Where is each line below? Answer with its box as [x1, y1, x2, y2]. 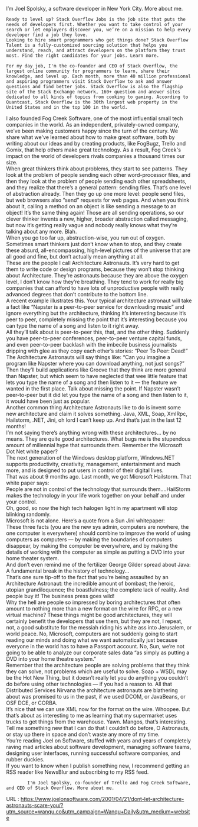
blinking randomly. [6, 511, 51, 518]
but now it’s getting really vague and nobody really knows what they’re [6, 222, 178, 228]
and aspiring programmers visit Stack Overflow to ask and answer [6, 79, 173, 85]
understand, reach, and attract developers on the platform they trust [6, 47, 186, 53]
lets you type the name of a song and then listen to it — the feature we [6, 379, 177, 386]
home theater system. [6, 555, 60, 561]
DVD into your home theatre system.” [6, 655, 96, 662]
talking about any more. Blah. [6, 228, 77, 235]
